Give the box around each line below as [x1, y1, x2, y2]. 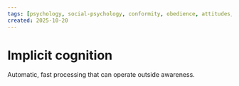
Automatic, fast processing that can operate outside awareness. [7, 70, 196, 79]
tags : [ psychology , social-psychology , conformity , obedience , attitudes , [7, 10, 234, 18]
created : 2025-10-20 [7, 17, 69, 24]
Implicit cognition [7, 47, 112, 63]
